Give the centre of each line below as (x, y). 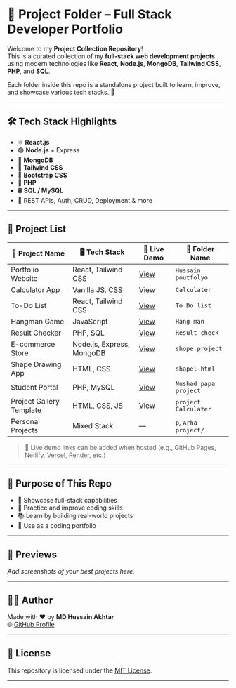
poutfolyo (192, 277)
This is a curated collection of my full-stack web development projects (111, 56)
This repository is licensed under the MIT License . (80, 670)
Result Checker (36, 333)
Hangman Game (38, 321)
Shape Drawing (36, 364)
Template (26, 410)
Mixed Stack (93, 425)
